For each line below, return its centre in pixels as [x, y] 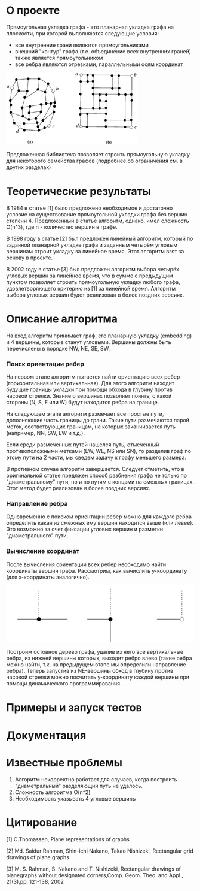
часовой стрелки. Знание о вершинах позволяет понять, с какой [89, 396]
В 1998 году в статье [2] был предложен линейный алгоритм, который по [100, 238]
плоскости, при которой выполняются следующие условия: [83, 33]
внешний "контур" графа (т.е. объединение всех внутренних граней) [103, 51]
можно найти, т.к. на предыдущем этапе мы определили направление [96, 665]
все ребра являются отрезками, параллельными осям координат [99, 64]
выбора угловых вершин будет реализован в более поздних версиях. [95, 295]
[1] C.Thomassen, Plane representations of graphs [68, 839]
